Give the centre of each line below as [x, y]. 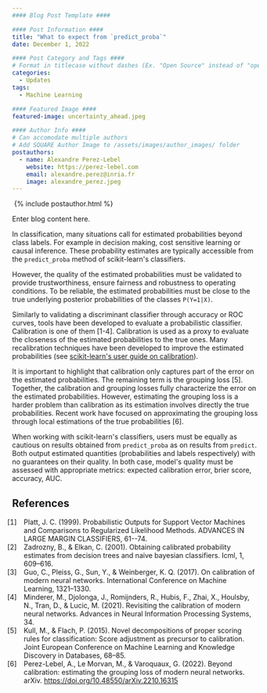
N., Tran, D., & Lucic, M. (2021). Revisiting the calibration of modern [132, 606]
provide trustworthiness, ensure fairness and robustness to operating [124, 283]
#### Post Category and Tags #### [69, 58]
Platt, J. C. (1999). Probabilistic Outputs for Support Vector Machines [134, 522]
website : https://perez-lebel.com [82, 167]
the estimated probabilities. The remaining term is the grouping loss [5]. [128, 380]
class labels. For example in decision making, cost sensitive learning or [126, 243]
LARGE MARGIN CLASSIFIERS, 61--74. [85, 539]
